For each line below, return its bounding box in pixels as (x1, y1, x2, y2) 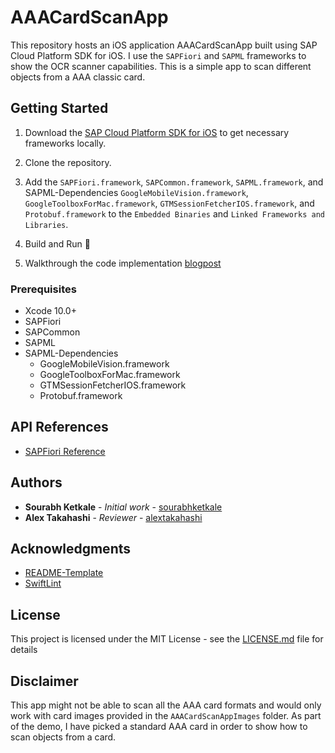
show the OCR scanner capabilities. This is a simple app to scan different (10, 60, 312, 72)
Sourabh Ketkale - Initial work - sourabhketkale (24, 501, 223, 513)
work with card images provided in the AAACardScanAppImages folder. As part (10, 710, 322, 722)
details (10, 644, 38, 656)
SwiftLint (24, 577, 62, 590)
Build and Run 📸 (24, 237, 91, 250)
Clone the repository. (24, 156, 112, 168)
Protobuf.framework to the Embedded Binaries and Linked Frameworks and (24, 207, 325, 220)
